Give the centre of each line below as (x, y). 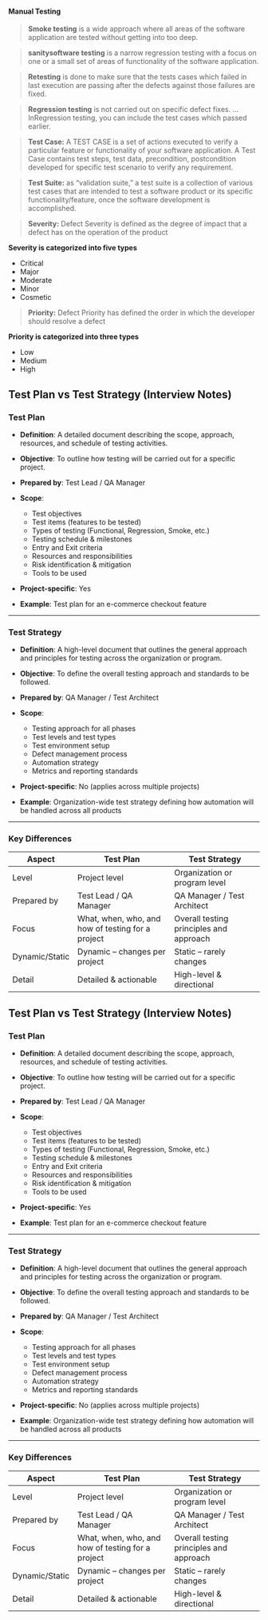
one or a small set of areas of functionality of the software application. (143, 62)
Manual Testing (35, 11)
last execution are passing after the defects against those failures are (141, 86)
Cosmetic (35, 297)
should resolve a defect (67, 321)
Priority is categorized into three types (74, 337)
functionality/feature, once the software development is (119, 200)
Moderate (36, 281)
